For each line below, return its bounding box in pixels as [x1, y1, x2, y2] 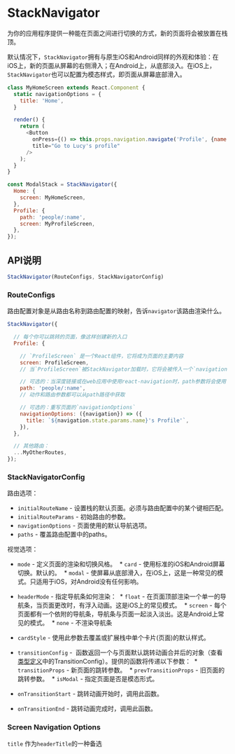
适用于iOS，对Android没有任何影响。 [36, 577, 143, 586]
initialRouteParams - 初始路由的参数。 [17, 513, 129, 521]
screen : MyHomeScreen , [20, 194, 86, 201]
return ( [20, 123, 45, 130]
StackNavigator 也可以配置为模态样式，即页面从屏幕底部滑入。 [7, 70, 187, 78]
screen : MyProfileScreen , [20, 220, 96, 227]
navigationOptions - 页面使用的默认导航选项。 [17, 521, 151, 530]
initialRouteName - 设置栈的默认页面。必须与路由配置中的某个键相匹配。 [17, 504, 227, 512]
